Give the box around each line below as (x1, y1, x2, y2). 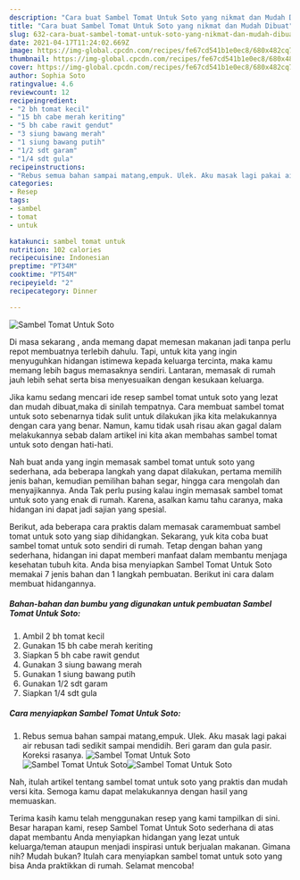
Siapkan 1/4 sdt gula (21, 687, 97, 698)
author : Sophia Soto (9, 71, 87, 80)
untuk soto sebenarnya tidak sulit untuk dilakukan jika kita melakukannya (9, 410, 278, 421)
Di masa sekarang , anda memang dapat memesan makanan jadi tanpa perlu (9, 336, 291, 347)
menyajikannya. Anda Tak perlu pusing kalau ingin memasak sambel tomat (9, 484, 283, 496)
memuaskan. (9, 795, 57, 806)
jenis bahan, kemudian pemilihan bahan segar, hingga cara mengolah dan (9, 475, 280, 486)
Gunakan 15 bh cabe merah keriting (21, 640, 154, 650)
